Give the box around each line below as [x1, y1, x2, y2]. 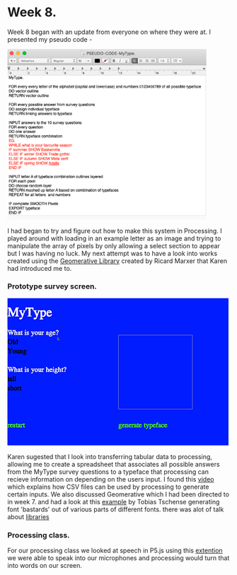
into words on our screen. [7, 562, 83, 570]
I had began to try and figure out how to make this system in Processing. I [7, 226, 222, 235]
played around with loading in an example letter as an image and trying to [7, 234, 221, 243]
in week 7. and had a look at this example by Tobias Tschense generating [7, 497, 220, 506]
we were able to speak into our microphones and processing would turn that [7, 554, 230, 562]
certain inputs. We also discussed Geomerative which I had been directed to [7, 489, 230, 499]
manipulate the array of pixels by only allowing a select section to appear [7, 241, 221, 250]
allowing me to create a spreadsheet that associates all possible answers [7, 460, 221, 468]
